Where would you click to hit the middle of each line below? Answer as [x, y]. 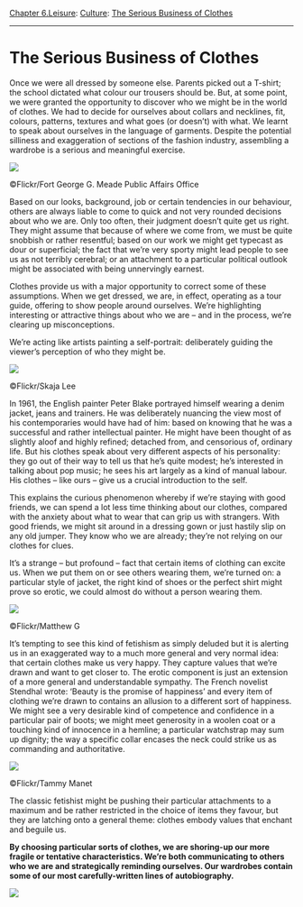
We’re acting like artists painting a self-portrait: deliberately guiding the [141, 342]
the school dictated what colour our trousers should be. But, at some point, [149, 92]
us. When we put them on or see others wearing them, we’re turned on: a [145, 573]
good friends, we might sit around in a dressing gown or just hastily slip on [148, 526]
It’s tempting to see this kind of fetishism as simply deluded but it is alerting [149, 643]
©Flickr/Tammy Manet [51, 783]
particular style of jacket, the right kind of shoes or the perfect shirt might [146, 582]
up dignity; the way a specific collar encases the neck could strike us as [143, 739]
